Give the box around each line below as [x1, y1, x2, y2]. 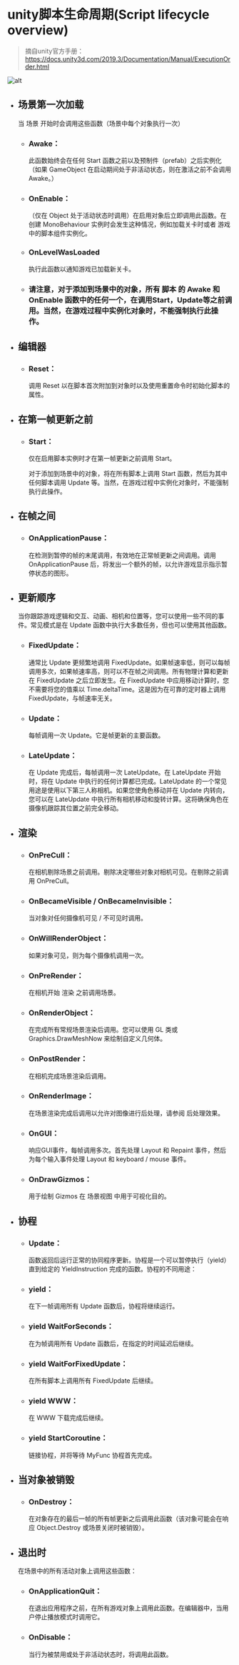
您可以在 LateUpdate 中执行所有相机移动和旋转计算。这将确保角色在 [28, 795, 229, 804]
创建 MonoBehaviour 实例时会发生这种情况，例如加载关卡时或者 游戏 [28, 220, 230, 229]
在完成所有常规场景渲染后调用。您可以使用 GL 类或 [28, 1025, 178, 1034]
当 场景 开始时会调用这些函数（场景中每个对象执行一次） [17, 119, 184, 127]
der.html [24, 62, 50, 71]
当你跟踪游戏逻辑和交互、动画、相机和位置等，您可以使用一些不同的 [17, 612, 218, 620]
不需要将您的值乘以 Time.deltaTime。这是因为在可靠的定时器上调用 [28, 685, 226, 693]
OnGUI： [28, 1128, 59, 1138]
